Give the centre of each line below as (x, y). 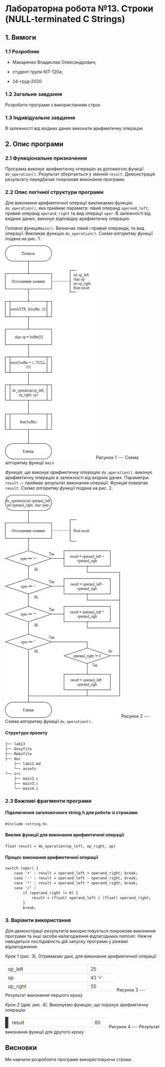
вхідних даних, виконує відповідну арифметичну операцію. (68, 219)
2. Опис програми (34, 144)
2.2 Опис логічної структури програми (54, 192)
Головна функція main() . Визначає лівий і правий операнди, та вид (75, 228)
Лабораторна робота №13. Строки (79, 9)
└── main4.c (26, 788)
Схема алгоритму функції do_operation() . (49, 721)
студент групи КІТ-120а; (38, 72)
